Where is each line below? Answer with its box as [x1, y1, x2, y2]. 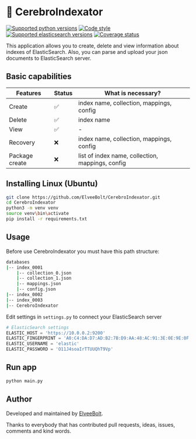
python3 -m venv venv [6, 205, 59, 211]
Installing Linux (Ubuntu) [6, 179, 98, 189]
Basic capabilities [6, 71, 72, 81]
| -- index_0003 [6, 297, 43, 303]
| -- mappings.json [16, 281, 61, 287]
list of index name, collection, [78, 152, 159, 160]
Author [6, 395, 32, 404]
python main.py [6, 378, 43, 384]
